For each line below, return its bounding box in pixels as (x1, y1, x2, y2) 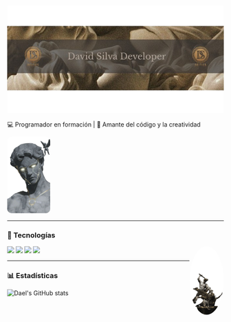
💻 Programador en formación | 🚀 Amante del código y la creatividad (7, 120, 201, 129)
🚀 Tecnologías (7, 230, 56, 239)
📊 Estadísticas (7, 270, 58, 280)
